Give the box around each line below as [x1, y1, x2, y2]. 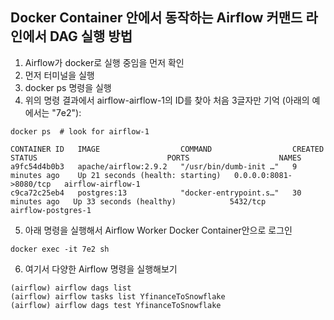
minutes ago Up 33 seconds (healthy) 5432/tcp [10, 196, 267, 207]
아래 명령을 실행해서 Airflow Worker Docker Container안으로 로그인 [24, 224, 293, 236]
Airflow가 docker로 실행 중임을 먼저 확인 [24, 56, 185, 68]
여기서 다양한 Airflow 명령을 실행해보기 [24, 263, 178, 275]
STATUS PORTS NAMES [10, 153, 302, 163]
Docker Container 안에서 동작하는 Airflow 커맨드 [10, 9, 303, 27]
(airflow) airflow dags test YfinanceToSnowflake [10, 300, 222, 310]
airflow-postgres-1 [10, 205, 92, 215]
